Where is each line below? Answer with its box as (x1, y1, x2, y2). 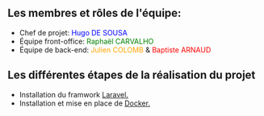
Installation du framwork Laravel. (19, 89, 128, 99)
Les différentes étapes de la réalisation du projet (7, 68, 256, 82)
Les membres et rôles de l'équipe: (7, 6, 182, 20)
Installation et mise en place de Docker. (19, 98, 151, 108)
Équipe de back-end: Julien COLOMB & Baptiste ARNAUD (19, 44, 212, 55)
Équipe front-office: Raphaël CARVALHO (19, 36, 154, 46)
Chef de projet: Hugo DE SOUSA (19, 27, 128, 37)
